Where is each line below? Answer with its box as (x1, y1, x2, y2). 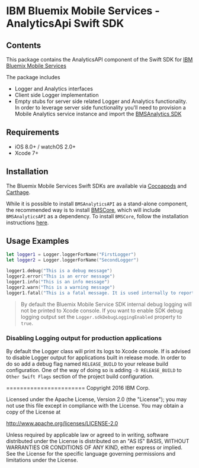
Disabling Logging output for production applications (6, 334, 162, 343)
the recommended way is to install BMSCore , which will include (6, 206, 161, 214)
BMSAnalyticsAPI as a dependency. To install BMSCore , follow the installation (6, 212, 188, 220)
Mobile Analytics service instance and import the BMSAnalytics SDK (14, 111, 182, 117)
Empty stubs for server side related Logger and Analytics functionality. (14, 98, 188, 105)
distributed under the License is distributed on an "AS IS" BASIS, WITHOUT (6, 437, 190, 444)
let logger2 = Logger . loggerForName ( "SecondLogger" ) (6, 257, 139, 263)
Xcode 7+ (14, 149, 39, 156)
